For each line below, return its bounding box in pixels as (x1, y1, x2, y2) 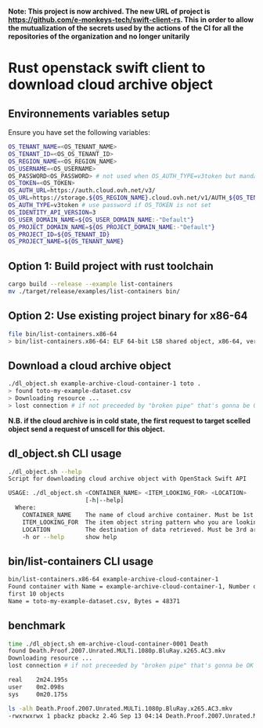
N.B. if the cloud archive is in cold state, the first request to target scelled (8, 416, 250, 425)
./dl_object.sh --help (8, 468, 82, 475)
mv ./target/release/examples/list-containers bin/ (8, 287, 180, 295)
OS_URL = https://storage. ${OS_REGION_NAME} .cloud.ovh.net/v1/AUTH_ (8, 194, 229, 202)
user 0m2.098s (8, 682, 65, 691)
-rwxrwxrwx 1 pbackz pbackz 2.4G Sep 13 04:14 (8, 712, 163, 720)
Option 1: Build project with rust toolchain (8, 259, 214, 273)
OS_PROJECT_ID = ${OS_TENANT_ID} (8, 231, 110, 238)
